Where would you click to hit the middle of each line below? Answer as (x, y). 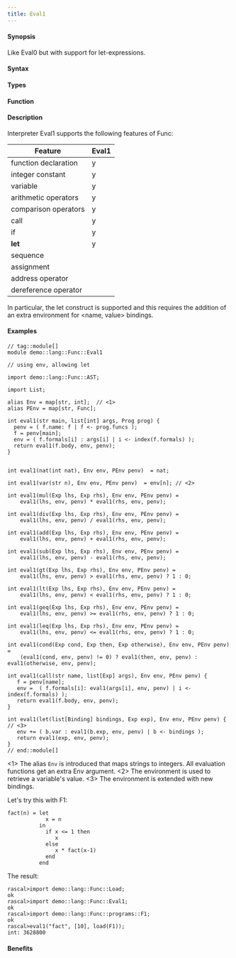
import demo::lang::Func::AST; (54, 377)
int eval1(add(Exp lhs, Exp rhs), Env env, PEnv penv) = (93, 533)
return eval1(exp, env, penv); (63, 738)
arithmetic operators (45, 198)
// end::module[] (33, 750)
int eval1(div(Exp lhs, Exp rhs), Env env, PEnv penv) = (93, 515)
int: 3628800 (27, 933)
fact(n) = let (28, 813)
